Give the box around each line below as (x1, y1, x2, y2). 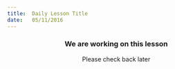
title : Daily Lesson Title (7, 10, 89, 17)
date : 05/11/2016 (7, 17, 64, 23)
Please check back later (82, 55, 151, 63)
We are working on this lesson (64, 39, 168, 49)
